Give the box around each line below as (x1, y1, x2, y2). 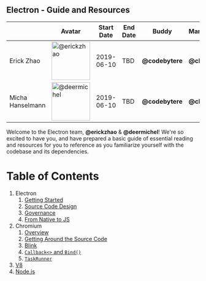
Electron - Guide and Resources (6, 5, 130, 15)
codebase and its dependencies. (6, 147, 89, 155)
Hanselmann (9, 101, 46, 109)
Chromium (15, 222, 42, 229)
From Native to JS (24, 215, 70, 223)
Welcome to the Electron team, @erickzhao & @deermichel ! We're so (6, 128, 184, 136)
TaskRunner (24, 256, 53, 262)
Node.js (15, 268, 36, 275)
